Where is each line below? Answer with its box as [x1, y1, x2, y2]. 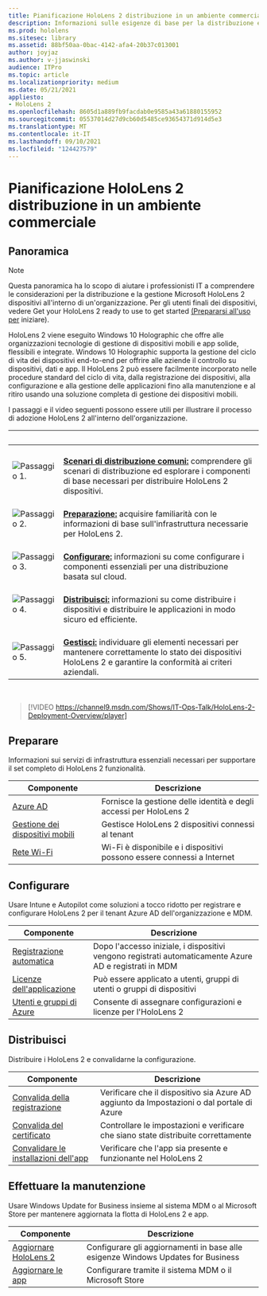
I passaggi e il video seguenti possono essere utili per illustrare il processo [8, 405, 252, 415]
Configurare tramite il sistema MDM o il [86, 1264, 232, 1275]
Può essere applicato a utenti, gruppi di [92, 974, 239, 984]
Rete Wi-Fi [12, 847, 53, 858]
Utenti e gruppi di [12, 997, 77, 1007]
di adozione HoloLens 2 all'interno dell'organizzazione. [8, 413, 188, 423]
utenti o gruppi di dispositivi [92, 984, 197, 994]
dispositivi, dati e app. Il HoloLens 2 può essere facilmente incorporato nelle [8, 364, 257, 374]
